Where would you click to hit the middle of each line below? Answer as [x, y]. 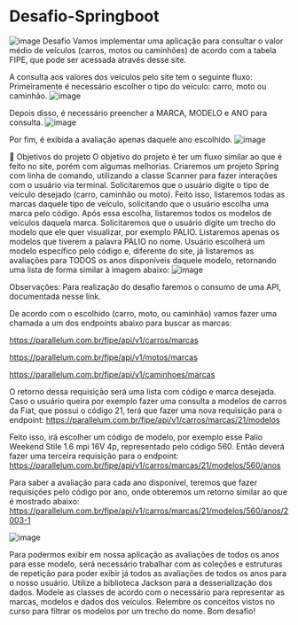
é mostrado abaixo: [44, 501]
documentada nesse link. [55, 296]
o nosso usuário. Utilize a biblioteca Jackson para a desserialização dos [141, 582]
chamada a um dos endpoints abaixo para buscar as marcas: [121, 323]
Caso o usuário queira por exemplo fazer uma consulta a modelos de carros [148, 401]
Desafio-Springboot [84, 16]
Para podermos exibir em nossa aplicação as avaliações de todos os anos [144, 554]
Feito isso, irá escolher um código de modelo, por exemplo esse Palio [136, 437]
